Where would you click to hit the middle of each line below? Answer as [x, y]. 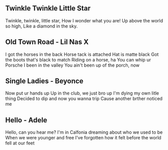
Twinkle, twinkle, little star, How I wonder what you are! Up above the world [84, 20]
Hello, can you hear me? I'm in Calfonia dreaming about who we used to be [84, 132]
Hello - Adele [26, 120]
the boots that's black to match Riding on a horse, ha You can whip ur [78, 59]
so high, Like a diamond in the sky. [41, 26]
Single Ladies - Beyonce [45, 81]
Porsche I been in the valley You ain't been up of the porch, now [73, 65]
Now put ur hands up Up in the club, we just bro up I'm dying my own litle [82, 93]
